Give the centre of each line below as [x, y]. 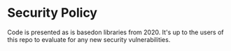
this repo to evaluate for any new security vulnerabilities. [89, 39]
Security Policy [52, 13]
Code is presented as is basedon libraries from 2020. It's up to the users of [115, 32]
